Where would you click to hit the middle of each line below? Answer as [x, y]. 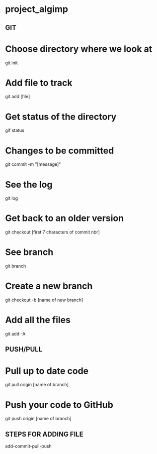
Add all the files [38, 320]
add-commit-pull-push [29, 446]
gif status [15, 130]
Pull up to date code [47, 371]
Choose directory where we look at [79, 49]
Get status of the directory [61, 117]
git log [12, 198]
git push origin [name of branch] [38, 419]
